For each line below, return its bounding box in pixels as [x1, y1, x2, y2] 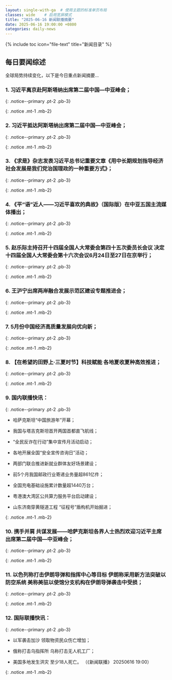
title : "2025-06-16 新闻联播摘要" [5, 17, 74, 22]
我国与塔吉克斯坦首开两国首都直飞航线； [12, 428, 98, 434]
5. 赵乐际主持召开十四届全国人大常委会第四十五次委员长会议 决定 [5, 244, 165, 251]
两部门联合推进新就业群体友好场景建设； [12, 460, 98, 466]
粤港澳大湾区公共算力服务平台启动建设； [12, 493, 98, 499]
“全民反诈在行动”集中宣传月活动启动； [12, 438, 94, 444]
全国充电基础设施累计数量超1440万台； [12, 482, 96, 488]
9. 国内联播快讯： [5, 394, 49, 401]
